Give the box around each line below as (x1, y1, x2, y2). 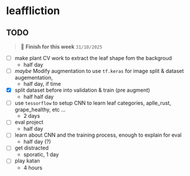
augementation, (14, 74, 53, 81)
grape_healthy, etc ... (14, 106, 66, 113)
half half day (23, 93, 54, 101)
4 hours (23, 164, 43, 171)
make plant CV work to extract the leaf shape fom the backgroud (14, 55, 172, 61)
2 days (23, 112, 40, 119)
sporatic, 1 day (23, 151, 59, 158)
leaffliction (6, 4, 61, 18)
